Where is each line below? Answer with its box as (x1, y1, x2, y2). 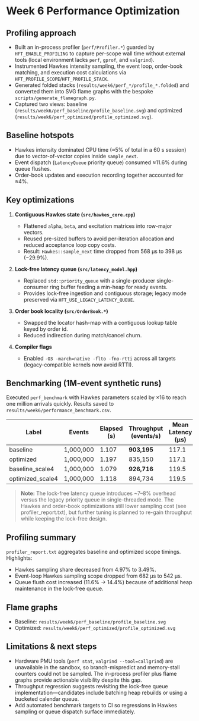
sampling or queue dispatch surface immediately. (14, 708, 136, 715)
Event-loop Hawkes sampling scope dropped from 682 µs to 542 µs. (14, 572, 182, 579)
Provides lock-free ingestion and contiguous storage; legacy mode (23, 290, 187, 297)
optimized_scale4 (9, 475, 58, 483)
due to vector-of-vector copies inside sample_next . (14, 152, 139, 159)
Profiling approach (6, 28, 76, 38)
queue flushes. (14, 165, 52, 172)
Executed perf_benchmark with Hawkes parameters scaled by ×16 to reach (6, 394, 187, 401)
